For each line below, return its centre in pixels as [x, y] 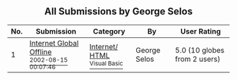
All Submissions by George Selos [119, 12]
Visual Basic [106, 63]
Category [109, 31]
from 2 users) [198, 59]
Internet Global [54, 43]
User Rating [200, 31]
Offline [41, 52]
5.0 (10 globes [200, 50]
